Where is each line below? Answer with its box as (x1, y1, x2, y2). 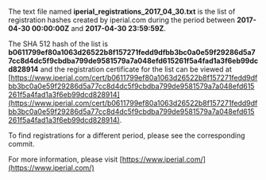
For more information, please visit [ (8, 155, 123, 164)
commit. (8, 139, 35, 148)
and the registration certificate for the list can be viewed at (40, 65, 232, 74)
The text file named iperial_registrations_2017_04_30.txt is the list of (8, 7, 236, 16)
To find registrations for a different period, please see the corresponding (8, 131, 245, 140)
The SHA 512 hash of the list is (8, 39, 109, 49)
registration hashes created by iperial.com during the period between (8, 15, 236, 25)
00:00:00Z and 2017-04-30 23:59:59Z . (31, 24, 167, 33)
